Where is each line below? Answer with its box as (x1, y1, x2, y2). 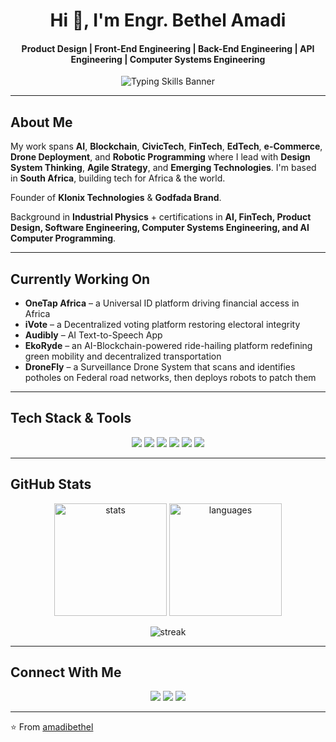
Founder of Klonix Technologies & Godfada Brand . (10, 192, 222, 204)
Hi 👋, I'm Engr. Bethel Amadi (49, 9, 287, 32)
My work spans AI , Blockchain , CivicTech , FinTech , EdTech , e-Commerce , (10, 140, 323, 153)
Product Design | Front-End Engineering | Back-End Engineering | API (21, 42, 315, 54)
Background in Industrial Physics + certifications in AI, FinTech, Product (10, 211, 312, 223)
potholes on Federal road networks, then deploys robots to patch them (24, 372, 317, 384)
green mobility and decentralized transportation (24, 350, 222, 363)
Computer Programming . (10, 232, 117, 244)
